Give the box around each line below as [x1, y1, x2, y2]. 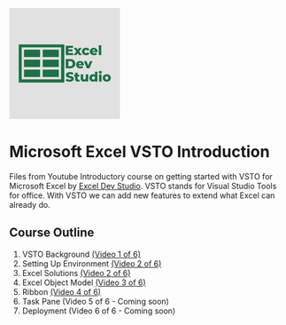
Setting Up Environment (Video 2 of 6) [21, 258, 162, 269]
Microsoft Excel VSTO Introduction [9, 142, 270, 162]
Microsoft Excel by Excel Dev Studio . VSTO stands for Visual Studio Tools [9, 180, 277, 191]
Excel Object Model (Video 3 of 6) [21, 277, 146, 288]
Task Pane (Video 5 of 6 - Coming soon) [21, 296, 170, 306]
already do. [9, 199, 50, 210]
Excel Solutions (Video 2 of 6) [21, 267, 131, 278]
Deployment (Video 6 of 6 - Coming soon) [21, 305, 176, 316]
